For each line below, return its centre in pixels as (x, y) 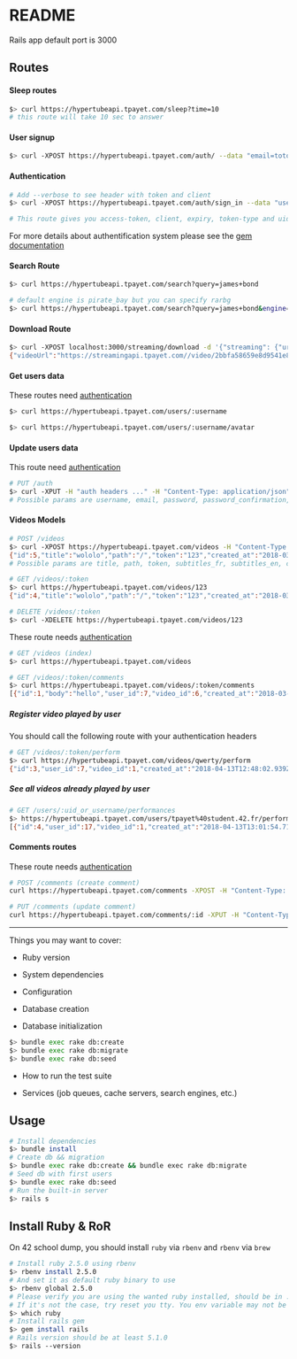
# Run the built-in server (59, 1190)
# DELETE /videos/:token (55, 612)
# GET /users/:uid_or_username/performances (92, 810)
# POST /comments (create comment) (75, 883)
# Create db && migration (57, 1158)
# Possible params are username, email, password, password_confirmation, (150, 500)
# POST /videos (37, 538)
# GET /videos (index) (51, 653)
